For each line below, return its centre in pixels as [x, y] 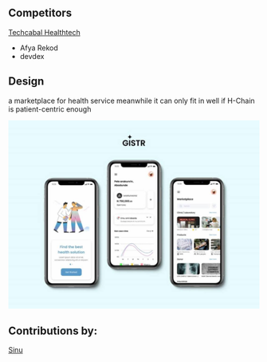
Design [26, 82]
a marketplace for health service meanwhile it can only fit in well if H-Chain [132, 100]
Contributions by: [53, 331]
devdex [32, 56]
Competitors [40, 13]
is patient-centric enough [50, 109]
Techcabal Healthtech [45, 32]
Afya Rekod [39, 48]
